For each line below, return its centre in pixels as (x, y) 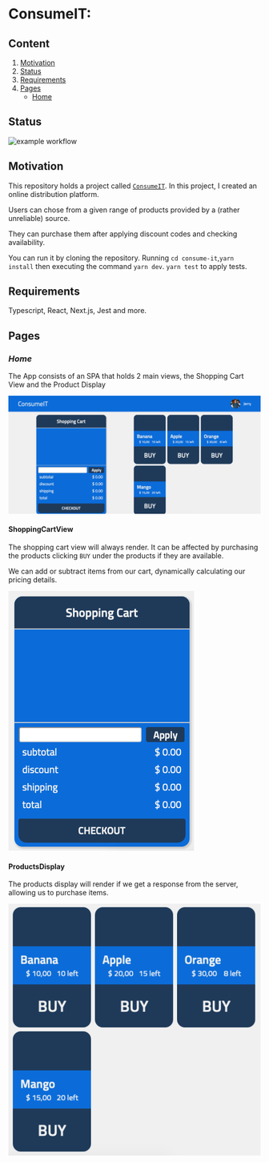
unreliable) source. (39, 218)
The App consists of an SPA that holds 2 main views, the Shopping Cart (126, 376)
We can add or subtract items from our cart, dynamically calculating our (127, 571)
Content (29, 44)
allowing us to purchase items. (59, 893)
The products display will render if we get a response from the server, (123, 884)
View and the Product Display (57, 384)
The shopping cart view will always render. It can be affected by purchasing (133, 547)
